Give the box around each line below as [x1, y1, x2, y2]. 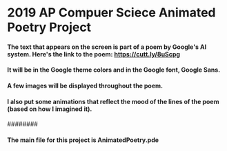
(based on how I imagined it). [7, 105, 92, 113]
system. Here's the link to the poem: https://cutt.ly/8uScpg [7, 50, 181, 58]
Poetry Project [7, 19, 92, 35]
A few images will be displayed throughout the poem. [7, 81, 164, 90]
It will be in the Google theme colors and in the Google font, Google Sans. [7, 66, 221, 74]
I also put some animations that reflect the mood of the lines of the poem [7, 97, 219, 105]
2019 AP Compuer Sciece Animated [7, 5, 216, 21]
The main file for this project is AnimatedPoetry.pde [7, 136, 159, 144]
